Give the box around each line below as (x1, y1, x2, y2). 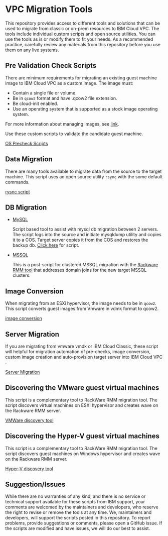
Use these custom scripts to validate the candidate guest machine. (5, 131, 143, 137)
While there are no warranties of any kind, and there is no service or (5, 493, 146, 499)
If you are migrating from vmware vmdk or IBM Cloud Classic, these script (5, 343, 158, 349)
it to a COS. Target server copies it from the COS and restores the (12, 237, 148, 243)
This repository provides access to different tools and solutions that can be (5, 20, 160, 26)
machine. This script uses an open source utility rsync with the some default (5, 173, 163, 179)
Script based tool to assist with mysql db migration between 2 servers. (12, 226, 158, 232)
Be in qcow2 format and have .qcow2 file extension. (12, 95, 117, 101)
